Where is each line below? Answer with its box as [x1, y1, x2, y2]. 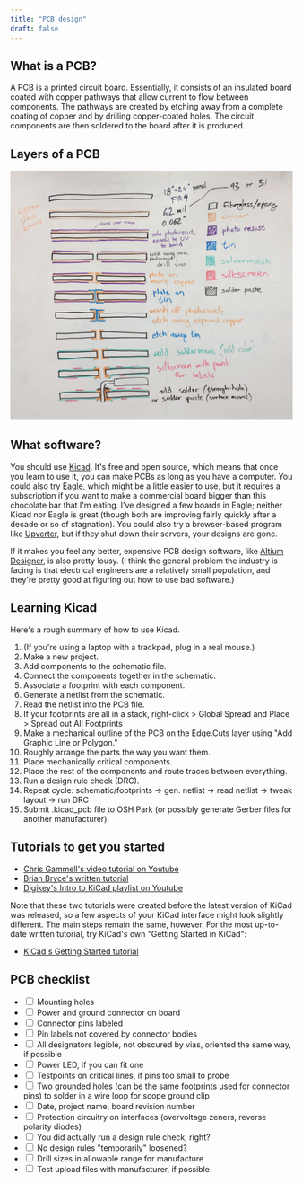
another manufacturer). [22, 813, 110, 824]
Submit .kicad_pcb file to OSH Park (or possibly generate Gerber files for [22, 804, 292, 815]
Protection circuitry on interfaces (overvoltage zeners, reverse [36, 1112, 267, 1123]
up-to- [255, 919, 280, 930]
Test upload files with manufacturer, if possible [36, 1164, 210, 1175]
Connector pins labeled [36, 1018, 124, 1029]
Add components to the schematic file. [22, 660, 167, 671]
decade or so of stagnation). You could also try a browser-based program [10, 518, 283, 529]
